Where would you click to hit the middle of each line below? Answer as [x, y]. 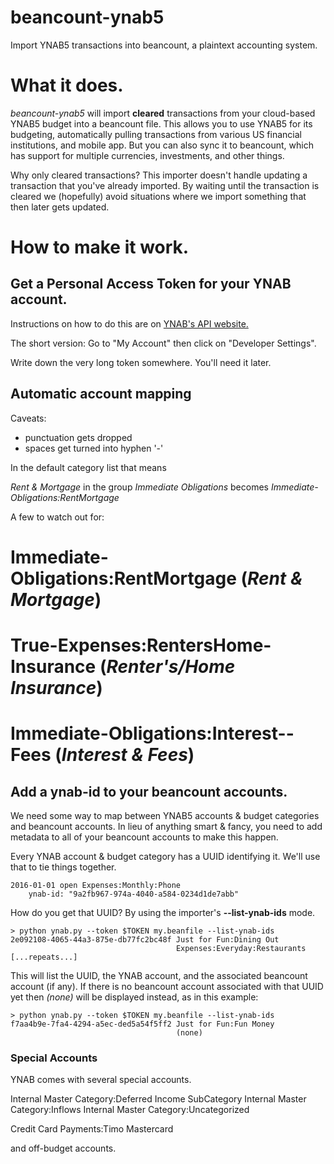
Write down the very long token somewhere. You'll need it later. [141, 362]
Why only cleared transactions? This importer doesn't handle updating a [159, 175]
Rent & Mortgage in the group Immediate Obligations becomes [139, 487]
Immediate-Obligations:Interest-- [152, 733]
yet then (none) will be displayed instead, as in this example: [134, 997]
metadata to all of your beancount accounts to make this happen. [144, 837]
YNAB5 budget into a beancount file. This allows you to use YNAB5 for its [161, 123]
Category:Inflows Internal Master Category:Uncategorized [130, 1110]
